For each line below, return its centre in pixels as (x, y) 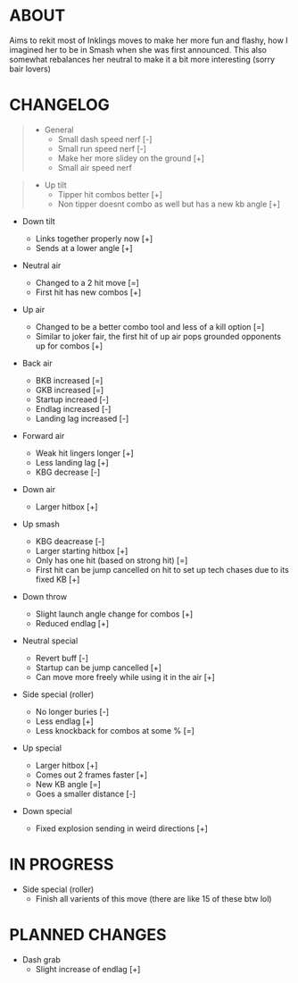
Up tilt (55, 185)
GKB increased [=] (70, 390)
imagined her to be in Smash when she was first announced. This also (138, 49)
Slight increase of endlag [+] (88, 969)
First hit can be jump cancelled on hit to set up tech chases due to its (162, 569)
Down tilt (38, 221)
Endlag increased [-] (73, 408)
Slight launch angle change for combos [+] (114, 614)
